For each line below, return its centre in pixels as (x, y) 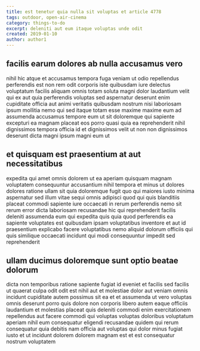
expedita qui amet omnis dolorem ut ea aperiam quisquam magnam (89, 178)
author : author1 (26, 40)
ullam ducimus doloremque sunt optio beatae (92, 261)
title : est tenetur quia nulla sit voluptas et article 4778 (84, 12)
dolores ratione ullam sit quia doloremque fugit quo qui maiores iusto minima (100, 191)
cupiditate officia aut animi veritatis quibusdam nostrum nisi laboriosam (94, 104)
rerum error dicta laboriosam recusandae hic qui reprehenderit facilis (91, 210)
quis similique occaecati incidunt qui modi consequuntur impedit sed (91, 235)
